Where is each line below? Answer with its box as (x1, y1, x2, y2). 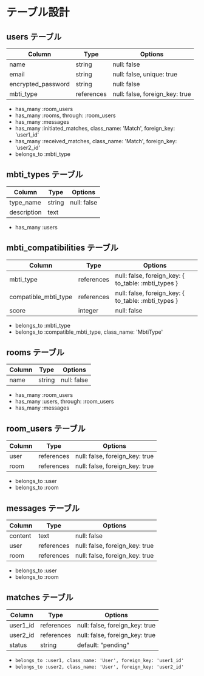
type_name (9, 198, 41, 206)
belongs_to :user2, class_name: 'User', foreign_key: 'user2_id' (15, 664, 184, 670)
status (9, 641, 27, 649)
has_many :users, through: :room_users (15, 398, 114, 405)
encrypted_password (9, 80, 70, 88)
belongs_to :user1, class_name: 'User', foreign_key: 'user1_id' (15, 657, 184, 663)
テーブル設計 (6, 5, 70, 19)
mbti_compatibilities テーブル (6, 243, 118, 253)
